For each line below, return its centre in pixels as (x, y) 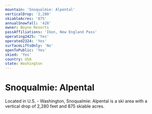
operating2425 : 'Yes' (27, 37)
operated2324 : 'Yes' (26, 41)
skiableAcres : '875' (26, 18)
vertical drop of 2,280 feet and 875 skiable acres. (55, 106)
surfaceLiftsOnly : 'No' (29, 46)
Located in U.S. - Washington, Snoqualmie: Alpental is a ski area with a (76, 101)
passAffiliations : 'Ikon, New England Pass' (51, 32)
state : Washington (24, 64)
